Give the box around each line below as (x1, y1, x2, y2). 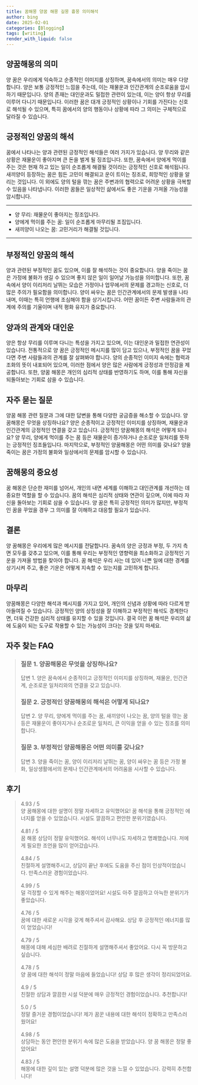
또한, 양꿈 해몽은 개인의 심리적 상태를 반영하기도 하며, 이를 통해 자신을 (28, 369, 189, 376)
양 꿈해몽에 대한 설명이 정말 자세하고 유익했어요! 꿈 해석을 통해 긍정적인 (20, 807, 184, 814)
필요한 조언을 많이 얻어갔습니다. (27, 842, 100, 849)
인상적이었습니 (152, 862, 186, 869)
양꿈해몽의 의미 (6, 60, 58, 70)
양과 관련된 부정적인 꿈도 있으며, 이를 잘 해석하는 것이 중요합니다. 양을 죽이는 (6, 266, 182, 274)
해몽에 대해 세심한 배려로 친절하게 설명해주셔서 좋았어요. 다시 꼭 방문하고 (20, 944, 187, 951)
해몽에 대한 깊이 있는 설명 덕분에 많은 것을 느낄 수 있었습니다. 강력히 (20, 1065, 176, 1072)
